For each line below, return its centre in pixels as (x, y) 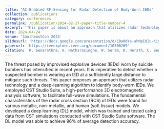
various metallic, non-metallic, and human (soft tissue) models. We (72, 106)
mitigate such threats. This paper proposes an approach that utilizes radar (80, 80)
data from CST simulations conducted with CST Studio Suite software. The (80, 116)
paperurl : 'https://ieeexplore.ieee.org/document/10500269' (68, 46)
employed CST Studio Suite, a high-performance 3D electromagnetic (74, 90)
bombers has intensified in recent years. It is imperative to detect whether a (81, 69)
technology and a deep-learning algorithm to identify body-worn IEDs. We (80, 85)
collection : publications (31, 14)
